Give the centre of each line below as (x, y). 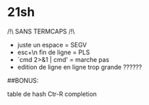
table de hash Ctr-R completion (52, 94)
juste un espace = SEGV (52, 45)
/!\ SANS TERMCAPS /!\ (41, 31)
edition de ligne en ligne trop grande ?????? (80, 67)
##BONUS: (23, 80)
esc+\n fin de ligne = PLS (54, 52)
